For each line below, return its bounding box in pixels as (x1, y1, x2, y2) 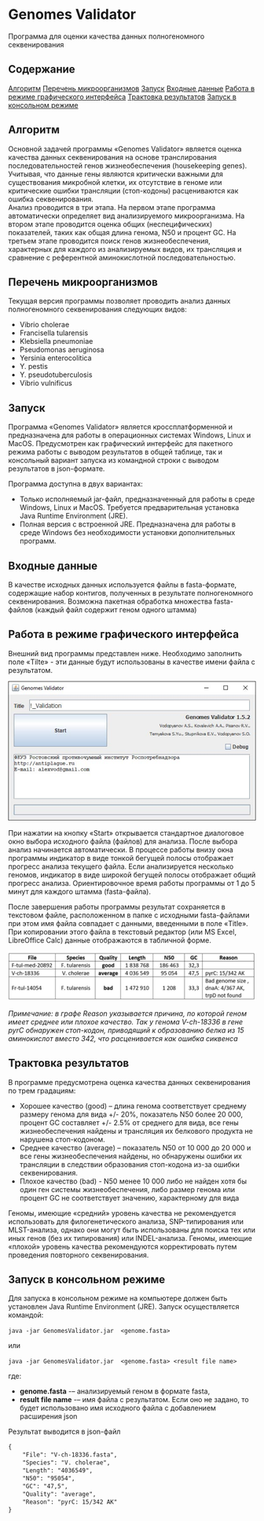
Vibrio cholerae (19, 320, 70, 330)
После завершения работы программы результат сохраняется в (8, 903, 225, 912)
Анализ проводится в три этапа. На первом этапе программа (8, 202, 216, 212)
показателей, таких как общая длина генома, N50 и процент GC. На (8, 227, 236, 237)
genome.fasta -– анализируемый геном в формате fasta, (19, 1386, 211, 1396)
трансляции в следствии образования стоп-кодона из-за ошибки (19, 1159, 240, 1169)
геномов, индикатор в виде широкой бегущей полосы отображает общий (8, 870, 256, 880)
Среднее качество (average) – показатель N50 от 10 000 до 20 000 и (19, 1143, 251, 1152)
